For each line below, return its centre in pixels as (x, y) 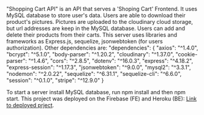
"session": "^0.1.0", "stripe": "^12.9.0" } (55, 80)
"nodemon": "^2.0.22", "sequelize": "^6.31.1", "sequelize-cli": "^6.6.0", (94, 74)
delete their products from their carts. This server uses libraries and (92, 35)
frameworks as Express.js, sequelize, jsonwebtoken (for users (85, 41)
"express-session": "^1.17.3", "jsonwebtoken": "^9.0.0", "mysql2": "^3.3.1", (99, 67)
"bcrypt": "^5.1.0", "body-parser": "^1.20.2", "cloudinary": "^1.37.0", (90, 54)
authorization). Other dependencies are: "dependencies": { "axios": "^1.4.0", (102, 48)
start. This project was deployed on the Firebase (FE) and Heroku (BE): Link (102, 98)
